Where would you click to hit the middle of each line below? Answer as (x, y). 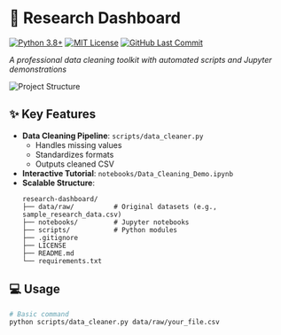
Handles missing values (78, 144)
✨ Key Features (52, 114)
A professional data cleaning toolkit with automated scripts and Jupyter (140, 59)
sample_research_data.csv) (72, 214)
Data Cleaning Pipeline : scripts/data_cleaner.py (113, 136)
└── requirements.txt (62, 261)
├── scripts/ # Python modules (99, 230)
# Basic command (39, 314)
